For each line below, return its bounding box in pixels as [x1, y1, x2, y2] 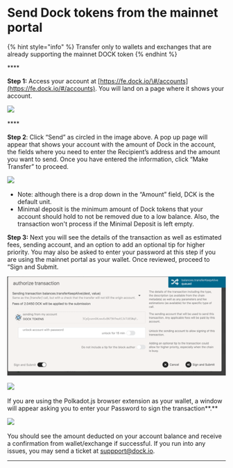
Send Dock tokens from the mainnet [7, 5, 218, 21]
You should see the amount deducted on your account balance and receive [7, 432, 222, 440]
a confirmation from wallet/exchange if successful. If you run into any [7, 439, 206, 447]
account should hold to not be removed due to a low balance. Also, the [17, 212, 220, 220]
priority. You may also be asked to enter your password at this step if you [7, 248, 216, 256]
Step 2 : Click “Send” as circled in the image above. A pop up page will [7, 133, 208, 141]
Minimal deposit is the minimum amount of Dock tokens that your [17, 205, 203, 213]
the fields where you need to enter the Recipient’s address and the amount [7, 147, 221, 156]
